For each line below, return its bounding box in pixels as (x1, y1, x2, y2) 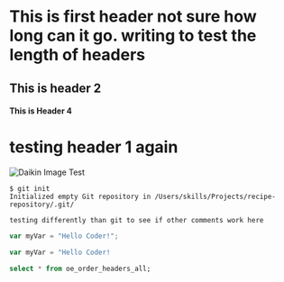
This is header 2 (9, 80, 102, 96)
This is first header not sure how (9, 6, 257, 27)
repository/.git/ (9, 200, 75, 209)
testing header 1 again (9, 137, 179, 158)
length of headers (9, 45, 146, 65)
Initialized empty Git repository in (9, 192, 151, 202)
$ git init (9, 185, 50, 194)
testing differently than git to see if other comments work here (9, 216, 264, 225)
